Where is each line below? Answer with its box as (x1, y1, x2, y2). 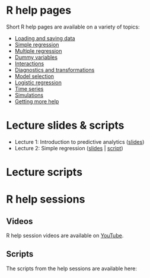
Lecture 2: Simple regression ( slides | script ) (14, 144, 123, 151)
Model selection (14, 72, 55, 80)
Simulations (14, 91, 43, 99)
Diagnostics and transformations (14, 66, 95, 73)
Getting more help (14, 97, 59, 105)
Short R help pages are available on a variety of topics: (6, 23, 141, 30)
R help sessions (6, 192, 85, 206)
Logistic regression (14, 78, 62, 86)
